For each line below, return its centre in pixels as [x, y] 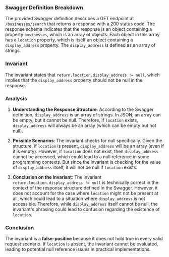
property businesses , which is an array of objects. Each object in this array [82, 35]
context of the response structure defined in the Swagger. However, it [85, 187]
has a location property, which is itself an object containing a [69, 40]
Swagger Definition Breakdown [44, 8]
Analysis [16, 98]
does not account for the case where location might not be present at [86, 193]
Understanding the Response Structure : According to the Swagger [83, 109]
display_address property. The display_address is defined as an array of [80, 45]
